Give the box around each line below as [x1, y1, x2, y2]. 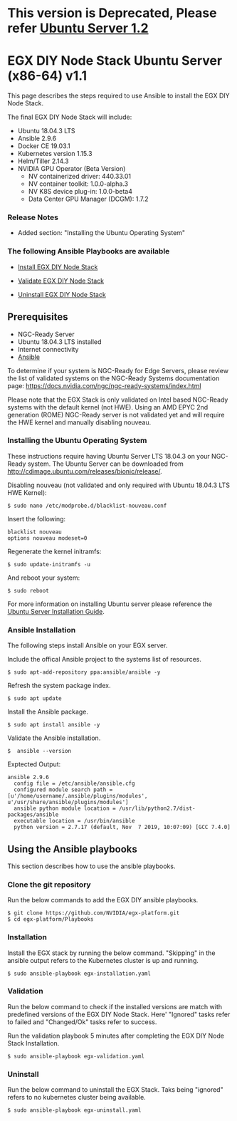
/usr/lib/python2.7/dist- [118, 805, 196, 813]
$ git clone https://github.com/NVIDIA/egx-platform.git [7, 909, 180, 917]
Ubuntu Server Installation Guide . [7, 607, 105, 615]
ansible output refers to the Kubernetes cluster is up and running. [7, 956, 199, 964]
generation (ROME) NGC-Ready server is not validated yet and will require [7, 410, 225, 419]
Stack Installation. [7, 1038, 60, 1048]
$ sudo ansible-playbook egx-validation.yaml [7, 1053, 144, 1060]
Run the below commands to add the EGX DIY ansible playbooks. [7, 896, 199, 904]
